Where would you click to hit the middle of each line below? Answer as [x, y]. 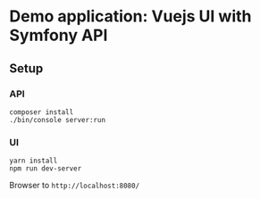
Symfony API [59, 35]
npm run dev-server [46, 169]
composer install [42, 112]
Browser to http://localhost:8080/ [75, 186]
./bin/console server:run [57, 120]
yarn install [34, 161]
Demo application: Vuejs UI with [130, 17]
